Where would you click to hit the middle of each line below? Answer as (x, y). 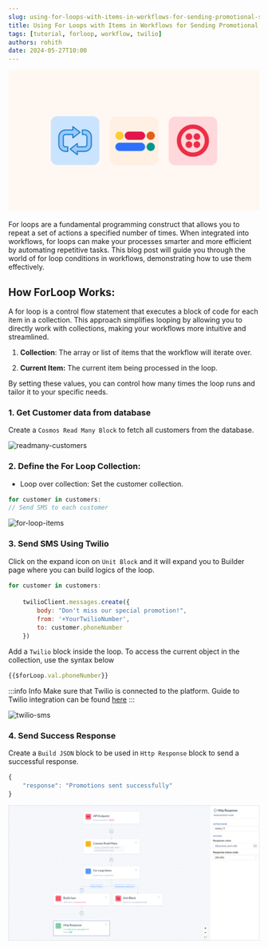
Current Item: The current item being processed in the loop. (118, 367)
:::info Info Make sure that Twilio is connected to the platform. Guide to (124, 691)
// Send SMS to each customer (59, 508)
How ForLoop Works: (62, 292)
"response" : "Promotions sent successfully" (98, 785)
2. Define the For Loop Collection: (75, 466)
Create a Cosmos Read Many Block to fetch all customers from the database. (131, 430)
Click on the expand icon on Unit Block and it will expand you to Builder (126, 561)
